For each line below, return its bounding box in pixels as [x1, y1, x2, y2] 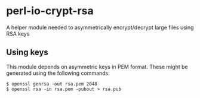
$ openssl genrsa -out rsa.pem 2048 [6, 81, 97, 87]
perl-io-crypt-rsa [6, 4, 94, 18]
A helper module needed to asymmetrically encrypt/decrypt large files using [6, 24, 194, 31]
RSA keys [6, 30, 30, 37]
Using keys [6, 48, 49, 58]
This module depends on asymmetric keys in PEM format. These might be [6, 63, 188, 70]
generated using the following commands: [6, 69, 110, 77]
